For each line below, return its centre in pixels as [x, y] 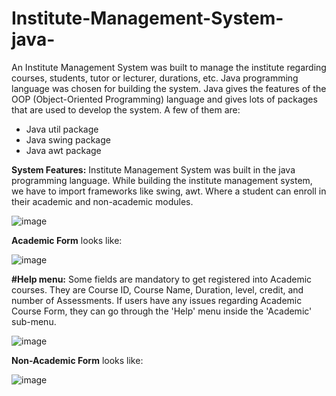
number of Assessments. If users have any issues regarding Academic [157, 300]
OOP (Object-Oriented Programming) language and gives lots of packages [164, 99]
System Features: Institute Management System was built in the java [153, 169]
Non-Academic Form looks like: [77, 360]
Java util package [62, 129]
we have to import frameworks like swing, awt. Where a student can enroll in [169, 191]
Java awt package [63, 150]
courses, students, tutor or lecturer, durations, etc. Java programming [155, 78]
